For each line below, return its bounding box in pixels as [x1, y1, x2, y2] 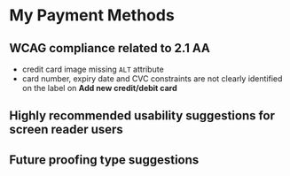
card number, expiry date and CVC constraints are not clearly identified [21, 73, 283, 84]
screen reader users [9, 122, 124, 137]
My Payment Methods [9, 5, 175, 26]
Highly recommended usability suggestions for [9, 108, 276, 124]
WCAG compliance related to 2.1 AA [9, 41, 210, 56]
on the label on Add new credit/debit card [21, 83, 177, 93]
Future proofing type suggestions [9, 152, 200, 167]
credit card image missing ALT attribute [21, 64, 164, 74]
